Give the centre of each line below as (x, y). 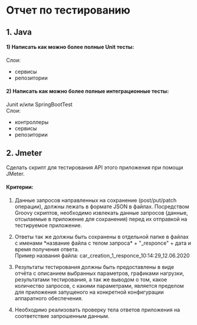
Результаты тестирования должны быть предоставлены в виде (94, 267)
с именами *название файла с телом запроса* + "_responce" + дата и (103, 243)
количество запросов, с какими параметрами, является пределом (99, 286)
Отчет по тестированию (68, 10)
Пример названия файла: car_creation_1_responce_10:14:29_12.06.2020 (102, 255)
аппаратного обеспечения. (49, 298)
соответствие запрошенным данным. (62, 316)
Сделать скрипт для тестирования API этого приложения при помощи (95, 167)
